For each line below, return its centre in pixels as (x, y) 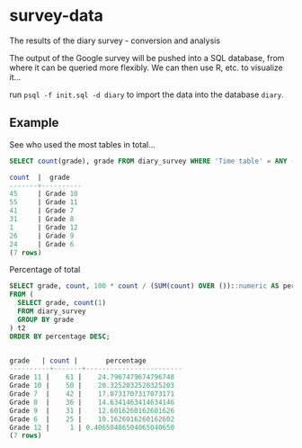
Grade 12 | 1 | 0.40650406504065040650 (92, 427)
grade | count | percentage (78, 361)
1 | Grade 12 (44, 227)
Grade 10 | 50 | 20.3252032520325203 (92, 386)
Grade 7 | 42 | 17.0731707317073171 (92, 394)
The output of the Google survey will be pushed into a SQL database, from (147, 58)
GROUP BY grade (46, 319)
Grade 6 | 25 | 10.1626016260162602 (92, 419)
